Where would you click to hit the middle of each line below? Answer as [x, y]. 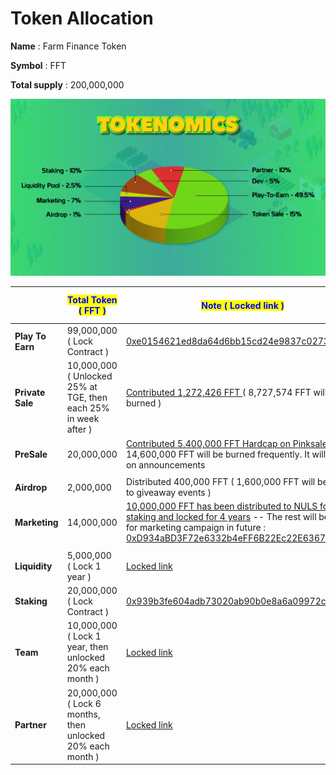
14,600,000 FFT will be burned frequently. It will [226, 454]
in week [83, 419]
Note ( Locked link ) [243, 305]
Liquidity [33, 566]
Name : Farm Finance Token [68, 46]
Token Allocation [82, 18]
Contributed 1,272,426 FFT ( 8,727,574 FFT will [226, 392]
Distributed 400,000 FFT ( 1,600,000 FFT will [220, 482]
